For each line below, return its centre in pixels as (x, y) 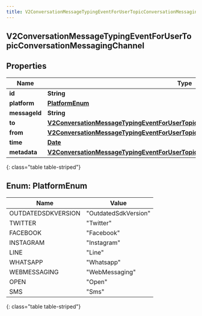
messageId (26, 113)
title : (14, 12)
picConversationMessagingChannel (75, 46)
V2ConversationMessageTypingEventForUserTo (99, 36)
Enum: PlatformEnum (47, 186)
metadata (23, 152)
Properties (26, 66)
